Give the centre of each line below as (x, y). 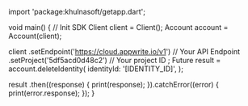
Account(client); (35, 36)
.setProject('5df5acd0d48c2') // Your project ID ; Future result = (115, 60)
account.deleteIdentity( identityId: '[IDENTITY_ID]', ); (96, 69)
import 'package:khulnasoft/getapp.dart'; (77, 12)
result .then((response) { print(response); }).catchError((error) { (114, 85)
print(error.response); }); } (52, 93)
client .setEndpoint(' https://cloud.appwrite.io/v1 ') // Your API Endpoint (124, 51)
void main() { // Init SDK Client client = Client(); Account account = (118, 27)
